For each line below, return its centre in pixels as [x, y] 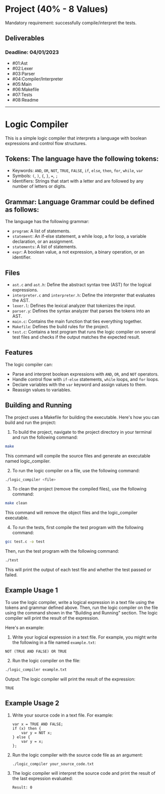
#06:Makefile [26, 89]
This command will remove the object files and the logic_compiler [71, 513]
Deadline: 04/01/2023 [32, 52]
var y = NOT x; [37, 733]
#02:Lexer [23, 68]
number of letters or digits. [39, 187]
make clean [16, 503]
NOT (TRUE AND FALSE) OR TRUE [36, 651]
